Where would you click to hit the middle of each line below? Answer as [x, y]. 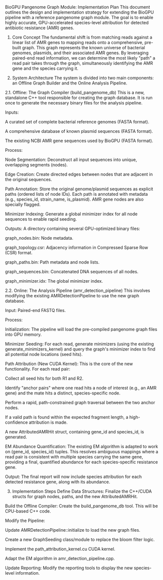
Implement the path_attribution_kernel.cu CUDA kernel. [60, 549]
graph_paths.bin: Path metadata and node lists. [52, 262]
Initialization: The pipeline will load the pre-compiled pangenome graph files [81, 329]
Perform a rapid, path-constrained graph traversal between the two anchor [80, 403]
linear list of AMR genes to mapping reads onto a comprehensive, [78, 42]
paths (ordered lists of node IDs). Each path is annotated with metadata [77, 194]
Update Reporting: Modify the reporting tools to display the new [69, 568]
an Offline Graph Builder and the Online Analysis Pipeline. [70, 83]
